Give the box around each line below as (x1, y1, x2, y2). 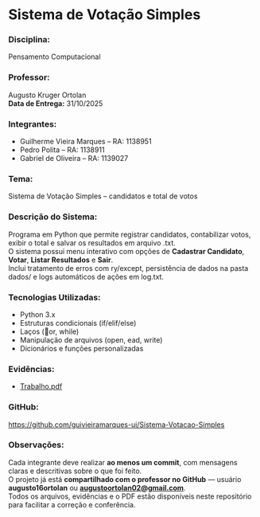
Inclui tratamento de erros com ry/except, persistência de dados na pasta (8, 263, 249, 272)
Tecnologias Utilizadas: (8, 292, 101, 303)
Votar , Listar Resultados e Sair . (8, 255, 114, 264)
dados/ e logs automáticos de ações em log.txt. (8, 272, 165, 281)
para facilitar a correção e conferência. (8, 499, 137, 509)
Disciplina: (8, 34, 50, 45)
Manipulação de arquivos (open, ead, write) (19, 335, 163, 344)
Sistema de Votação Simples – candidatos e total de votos (8, 191, 198, 201)
